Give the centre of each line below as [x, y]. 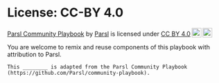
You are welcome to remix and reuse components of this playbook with [108, 47]
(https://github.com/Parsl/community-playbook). [79, 73]
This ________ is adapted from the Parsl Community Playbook [97, 67]
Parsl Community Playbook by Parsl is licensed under [83, 34]
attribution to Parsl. [34, 54]
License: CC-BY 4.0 [65, 13]
